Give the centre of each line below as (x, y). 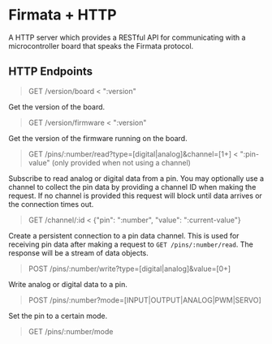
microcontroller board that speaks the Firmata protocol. (101, 45)
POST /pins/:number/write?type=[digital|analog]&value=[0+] (130, 269)
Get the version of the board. (57, 106)
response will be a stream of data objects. (78, 252)
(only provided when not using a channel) (121, 162)
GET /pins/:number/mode (71, 331)
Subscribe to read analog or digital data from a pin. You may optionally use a (136, 178)
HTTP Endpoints (51, 72)
